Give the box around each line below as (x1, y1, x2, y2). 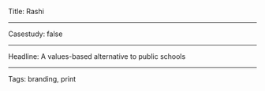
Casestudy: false (8, 29, 63, 38)
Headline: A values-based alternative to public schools (8, 52, 186, 61)
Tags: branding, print (8, 75, 77, 83)
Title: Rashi (8, 7, 45, 16)
